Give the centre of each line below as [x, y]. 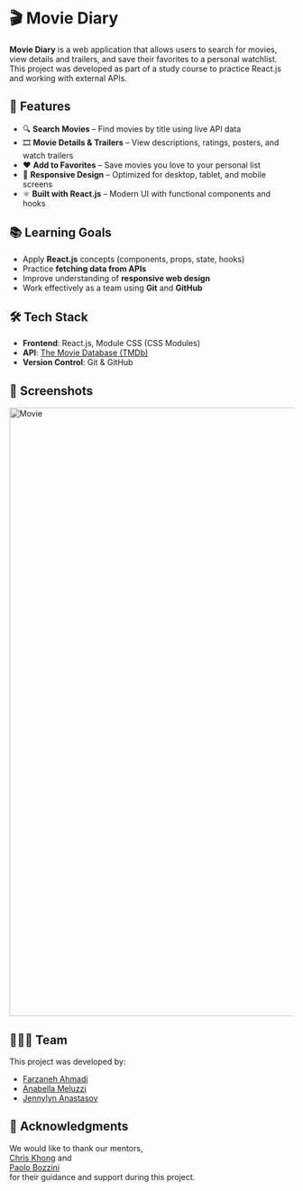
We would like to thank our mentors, [76, 1148]
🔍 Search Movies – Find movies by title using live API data [132, 129]
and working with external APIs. [69, 78]
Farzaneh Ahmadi [55, 1079]
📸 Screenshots [51, 391]
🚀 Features [40, 107]
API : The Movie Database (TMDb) [85, 353]
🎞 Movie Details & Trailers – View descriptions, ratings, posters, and [151, 142]
